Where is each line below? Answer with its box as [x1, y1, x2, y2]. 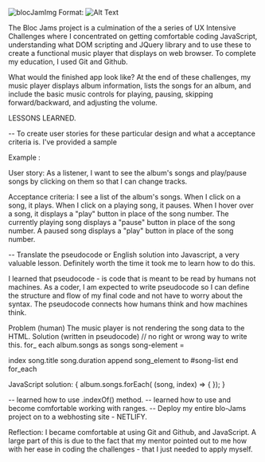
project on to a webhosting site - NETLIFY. [8, 412, 147, 421]
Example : [8, 152, 41, 162]
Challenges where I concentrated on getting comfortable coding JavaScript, [8, 32, 258, 41]
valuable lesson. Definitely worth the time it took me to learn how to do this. [8, 259, 256, 267]
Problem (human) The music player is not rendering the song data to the [8, 323, 245, 333]
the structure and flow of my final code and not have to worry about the [8, 291, 243, 300]
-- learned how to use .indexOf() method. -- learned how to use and [8, 395, 232, 405]
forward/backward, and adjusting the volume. [8, 98, 158, 107]
